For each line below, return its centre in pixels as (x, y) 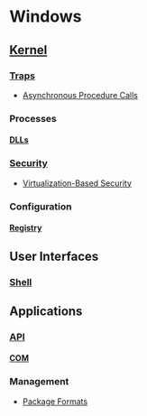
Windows (46, 17)
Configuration (41, 207)
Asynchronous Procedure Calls (80, 95)
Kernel (28, 50)
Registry (26, 228)
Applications (46, 311)
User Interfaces (54, 256)
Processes (33, 118)
